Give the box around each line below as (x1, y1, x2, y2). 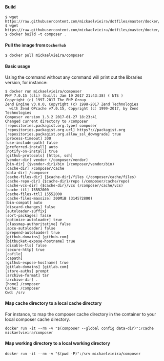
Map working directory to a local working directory (5, 340, 110, 346)
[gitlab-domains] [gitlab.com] (5, 264, 69, 269)
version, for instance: (5, 79, 48, 85)
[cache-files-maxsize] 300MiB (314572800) (5, 196, 93, 201)
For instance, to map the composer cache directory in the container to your (5, 311, 156, 317)
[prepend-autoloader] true (5, 230, 60, 235)
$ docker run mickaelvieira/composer (5, 89, 82, 94)
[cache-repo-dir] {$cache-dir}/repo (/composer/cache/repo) (5, 179, 130, 183)
